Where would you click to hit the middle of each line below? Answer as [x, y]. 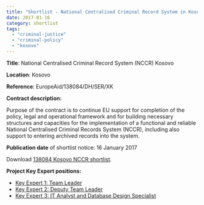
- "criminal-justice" [39, 35]
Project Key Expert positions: [44, 171]
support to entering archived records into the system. [73, 136]
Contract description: [34, 98]
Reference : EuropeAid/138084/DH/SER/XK [60, 86]
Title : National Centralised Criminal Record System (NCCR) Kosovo [90, 63]
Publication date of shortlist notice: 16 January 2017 [72, 147]
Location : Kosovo [28, 75]
